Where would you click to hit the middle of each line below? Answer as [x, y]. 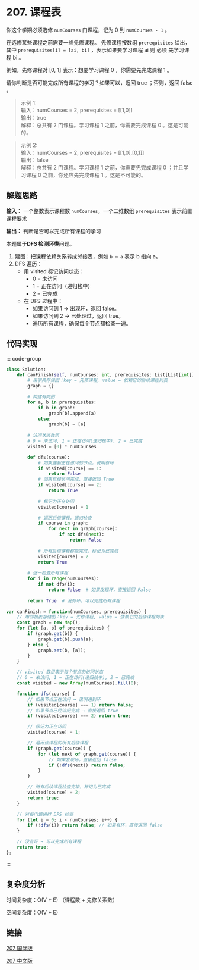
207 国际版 [19, 948]
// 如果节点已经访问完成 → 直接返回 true [73, 711]
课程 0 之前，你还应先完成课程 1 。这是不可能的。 [86, 175]
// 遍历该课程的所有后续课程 [58, 743]
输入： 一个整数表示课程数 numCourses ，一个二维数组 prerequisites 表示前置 [99, 211]
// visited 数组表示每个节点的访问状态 [60, 672]
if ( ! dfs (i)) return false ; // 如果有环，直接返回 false [95, 825]
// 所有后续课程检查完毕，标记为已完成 [69, 787]
